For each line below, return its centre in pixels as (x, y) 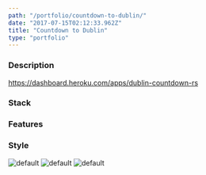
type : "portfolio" (38, 38)
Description (31, 66)
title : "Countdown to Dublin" (58, 30)
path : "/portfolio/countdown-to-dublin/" (78, 15)
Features (26, 124)
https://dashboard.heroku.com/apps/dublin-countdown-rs (103, 82)
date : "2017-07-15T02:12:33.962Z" (65, 23)
